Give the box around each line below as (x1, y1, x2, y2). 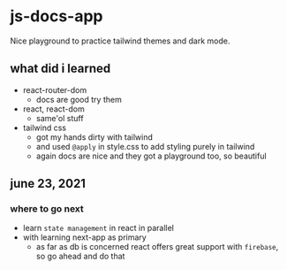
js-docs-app (10, 6, 103, 27)
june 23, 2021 (10, 176, 87, 191)
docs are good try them (35, 94, 122, 104)
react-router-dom (22, 84, 87, 95)
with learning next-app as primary (22, 232, 147, 243)
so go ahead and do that (35, 251, 125, 262)
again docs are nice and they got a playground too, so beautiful (35, 150, 268, 161)
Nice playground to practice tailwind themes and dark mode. (10, 35, 230, 46)
